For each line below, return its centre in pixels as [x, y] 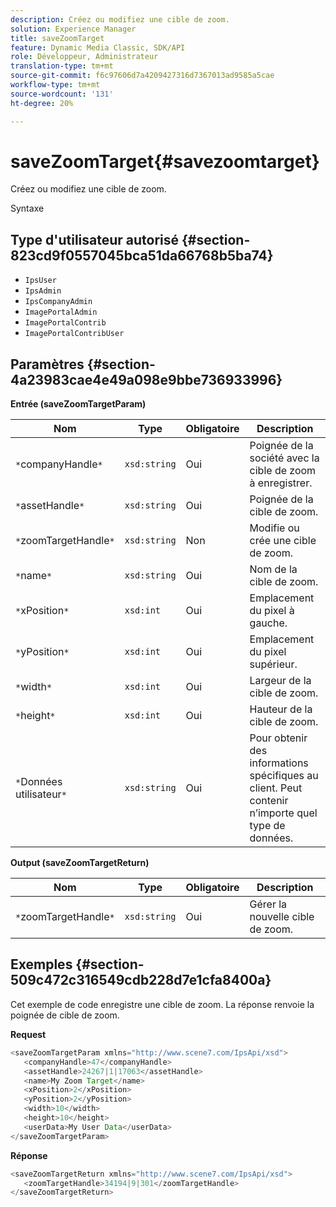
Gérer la [268, 904]
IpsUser [40, 281]
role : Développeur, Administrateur [84, 57]
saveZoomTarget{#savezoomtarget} [165, 161]
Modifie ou [274, 528]
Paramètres [47, 364]
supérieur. [273, 664]
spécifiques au [284, 776]
